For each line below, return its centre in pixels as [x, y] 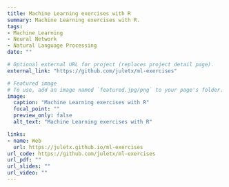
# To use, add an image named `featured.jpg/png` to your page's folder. [116, 90]
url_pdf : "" [24, 160]
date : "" [20, 52]
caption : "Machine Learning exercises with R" [81, 103]
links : [17, 134]
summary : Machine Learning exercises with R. [73, 20]
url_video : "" [28, 173]
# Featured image [32, 83]
